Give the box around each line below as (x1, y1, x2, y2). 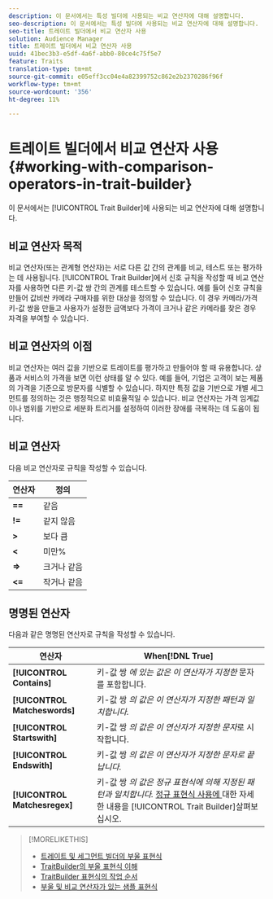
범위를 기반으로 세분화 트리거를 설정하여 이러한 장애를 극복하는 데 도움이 (23, 403, 252, 413)
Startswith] (12, 732, 58, 743)
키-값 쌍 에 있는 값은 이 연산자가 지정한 (96, 667, 237, 678)
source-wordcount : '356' (8, 87, 93, 96)
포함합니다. (106, 679, 146, 691)
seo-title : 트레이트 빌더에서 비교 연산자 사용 (8, 27, 147, 35)
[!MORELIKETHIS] (28, 835, 89, 844)
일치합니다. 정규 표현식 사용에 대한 (113, 789, 237, 800)
